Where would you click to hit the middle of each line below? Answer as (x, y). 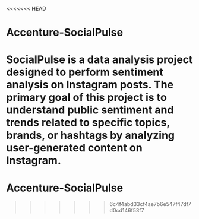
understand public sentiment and (90, 110)
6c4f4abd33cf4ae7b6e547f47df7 (151, 204)
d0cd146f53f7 (127, 211)
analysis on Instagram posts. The (90, 85)
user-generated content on (74, 148)
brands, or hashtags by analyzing (91, 135)
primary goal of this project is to (87, 98)
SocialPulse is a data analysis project (99, 60)
